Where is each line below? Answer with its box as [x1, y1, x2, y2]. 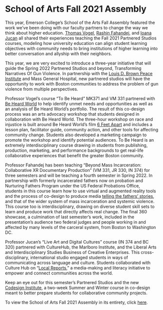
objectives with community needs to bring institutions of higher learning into [5, 45, 158, 51]
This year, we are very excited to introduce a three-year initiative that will [5, 60, 151, 66]
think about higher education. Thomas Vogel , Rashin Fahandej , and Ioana [5, 30, 152, 36]
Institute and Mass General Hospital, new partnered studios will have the [5, 76, 150, 82]
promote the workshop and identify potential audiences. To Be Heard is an [5, 137, 154, 143]
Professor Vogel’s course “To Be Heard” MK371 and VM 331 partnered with [5, 95, 156, 101]
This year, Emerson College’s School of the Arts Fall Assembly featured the [5, 20, 155, 25]
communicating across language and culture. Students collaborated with [5, 260, 151, 266]
